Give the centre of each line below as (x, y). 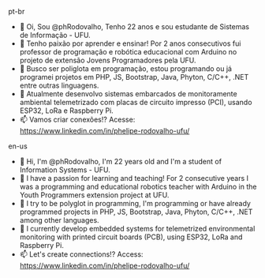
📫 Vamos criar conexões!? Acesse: (77, 119)
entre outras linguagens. (59, 85)
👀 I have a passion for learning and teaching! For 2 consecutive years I (134, 178)
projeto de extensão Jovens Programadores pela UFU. (108, 60)
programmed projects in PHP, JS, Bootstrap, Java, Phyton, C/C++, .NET (136, 212)
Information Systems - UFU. (65, 170)
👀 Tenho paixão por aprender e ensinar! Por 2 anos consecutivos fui (130, 43)
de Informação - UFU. (55, 35)
